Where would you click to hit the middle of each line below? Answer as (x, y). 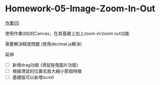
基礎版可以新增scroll (33, 78)
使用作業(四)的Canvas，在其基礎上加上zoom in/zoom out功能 (67, 33)
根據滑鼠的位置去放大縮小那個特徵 (47, 71)
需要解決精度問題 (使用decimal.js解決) (44, 44)
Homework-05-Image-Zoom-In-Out (80, 9)
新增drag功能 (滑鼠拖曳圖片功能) (45, 65)
